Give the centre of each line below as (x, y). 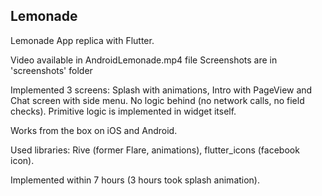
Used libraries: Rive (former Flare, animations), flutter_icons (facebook (155, 150)
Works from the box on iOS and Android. (94, 130)
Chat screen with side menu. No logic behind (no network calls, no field (157, 100)
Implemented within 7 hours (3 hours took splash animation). (135, 180)
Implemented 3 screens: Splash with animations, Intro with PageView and (161, 90)
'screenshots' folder (51, 70)
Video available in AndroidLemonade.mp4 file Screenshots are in (144, 60)
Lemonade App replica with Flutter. (82, 40)
